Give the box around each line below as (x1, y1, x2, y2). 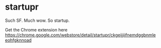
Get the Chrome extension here (5, 27, 68, 32)
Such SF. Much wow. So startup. (5, 17, 70, 23)
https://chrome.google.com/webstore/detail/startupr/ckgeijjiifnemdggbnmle (5, 32, 156, 38)
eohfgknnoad (5, 37, 32, 43)
